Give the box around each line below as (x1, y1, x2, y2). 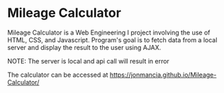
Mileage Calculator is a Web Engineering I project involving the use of (7, 28, 211, 37)
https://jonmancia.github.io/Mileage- (109, 70, 217, 79)
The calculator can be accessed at (7, 70, 108, 79)
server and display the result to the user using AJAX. (7, 43, 162, 51)
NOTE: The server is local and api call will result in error (7, 56, 170, 65)
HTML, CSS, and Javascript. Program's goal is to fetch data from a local (7, 35, 218, 44)
